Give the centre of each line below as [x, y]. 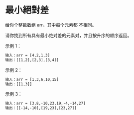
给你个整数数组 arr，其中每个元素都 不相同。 [51, 25]
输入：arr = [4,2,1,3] [28, 55]
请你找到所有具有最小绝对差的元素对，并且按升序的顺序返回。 [68, 35]
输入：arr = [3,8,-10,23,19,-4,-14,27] [45, 104]
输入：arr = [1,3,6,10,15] [32, 79]
